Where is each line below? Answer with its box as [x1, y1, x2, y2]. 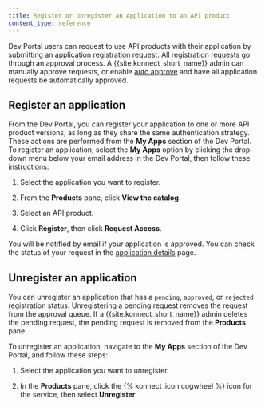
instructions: [8, 162, 49, 172]
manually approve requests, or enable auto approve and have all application [8, 66, 258, 76]
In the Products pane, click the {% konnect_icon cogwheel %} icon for [19, 381, 253, 391]
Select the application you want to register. [19, 178, 161, 187]
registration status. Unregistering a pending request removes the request [8, 301, 248, 310]
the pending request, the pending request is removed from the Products [8, 317, 246, 328]
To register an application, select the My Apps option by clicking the [8, 145, 233, 154]
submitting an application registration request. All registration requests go [8, 50, 251, 59]
